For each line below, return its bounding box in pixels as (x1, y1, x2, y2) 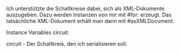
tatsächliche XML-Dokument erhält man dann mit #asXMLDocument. (6, 18, 175, 24)
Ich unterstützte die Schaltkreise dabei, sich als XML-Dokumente (6, 5, 165, 12)
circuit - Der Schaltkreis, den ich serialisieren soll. (6, 41, 128, 47)
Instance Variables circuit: (6, 29, 70, 36)
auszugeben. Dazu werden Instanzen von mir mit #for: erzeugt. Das (6, 11, 172, 18)
